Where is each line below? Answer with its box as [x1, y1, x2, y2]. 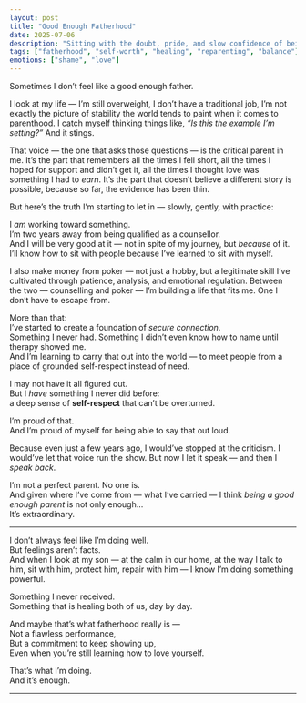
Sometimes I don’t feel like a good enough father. [9, 81, 194, 91]
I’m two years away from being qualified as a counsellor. [9, 229, 221, 239]
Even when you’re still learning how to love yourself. [9, 647, 205, 658]
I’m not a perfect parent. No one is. [9, 480, 141, 490]
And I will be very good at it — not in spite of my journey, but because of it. [9, 239, 291, 249]
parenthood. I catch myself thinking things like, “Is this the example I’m [9, 117, 275, 128]
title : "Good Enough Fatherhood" [9, 22, 137, 31]
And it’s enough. [9, 675, 71, 686]
